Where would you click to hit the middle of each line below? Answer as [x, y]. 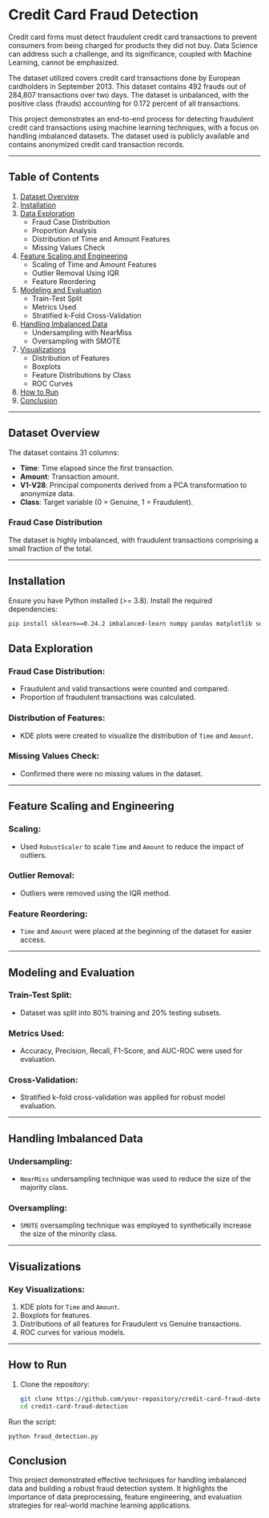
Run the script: [32, 1421]
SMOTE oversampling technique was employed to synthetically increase [136, 1225]
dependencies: [33, 609]
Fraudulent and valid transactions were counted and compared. [124, 689]
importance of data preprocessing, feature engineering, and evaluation [125, 1497]
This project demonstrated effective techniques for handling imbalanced [127, 1480]
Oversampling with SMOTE [76, 341]
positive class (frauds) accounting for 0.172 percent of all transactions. [124, 103]
